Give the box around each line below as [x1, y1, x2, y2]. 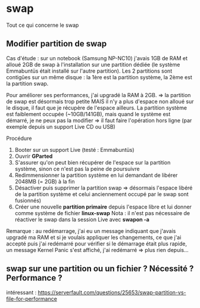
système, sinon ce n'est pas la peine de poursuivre [14, 165, 140, 172]
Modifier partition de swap [6, 39, 107, 49]
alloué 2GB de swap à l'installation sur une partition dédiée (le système [6, 61, 180, 68]
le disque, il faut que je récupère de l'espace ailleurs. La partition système [6, 104, 187, 111]
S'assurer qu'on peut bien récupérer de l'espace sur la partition [14, 158, 171, 166]
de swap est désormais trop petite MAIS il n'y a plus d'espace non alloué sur [6, 98, 194, 105]
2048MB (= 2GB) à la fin [14, 178, 75, 185]
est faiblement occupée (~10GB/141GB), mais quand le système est [6, 110, 171, 117]
